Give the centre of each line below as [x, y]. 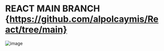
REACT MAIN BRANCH [53, 9]
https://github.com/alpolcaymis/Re [84, 19]
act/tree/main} [36, 30]
